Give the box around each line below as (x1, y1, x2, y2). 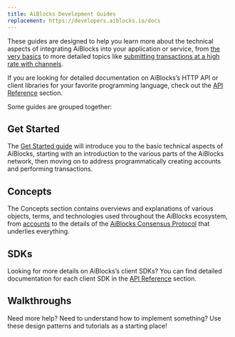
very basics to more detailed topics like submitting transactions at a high (7, 51, 220, 61)
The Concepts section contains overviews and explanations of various (7, 204, 214, 213)
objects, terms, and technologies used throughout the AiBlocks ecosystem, (7, 212, 228, 221)
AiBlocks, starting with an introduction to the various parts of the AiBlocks (7, 149, 224, 158)
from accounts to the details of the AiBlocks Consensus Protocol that (7, 219, 210, 228)
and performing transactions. (7, 165, 93, 173)
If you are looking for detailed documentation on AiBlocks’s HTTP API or (7, 73, 219, 82)
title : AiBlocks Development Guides (7, 10, 116, 18)
